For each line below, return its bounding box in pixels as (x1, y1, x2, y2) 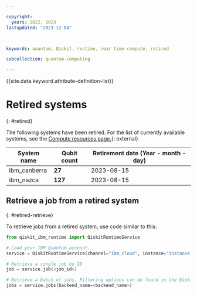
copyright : (6, 14, 33, 19)
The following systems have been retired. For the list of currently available (6, 129, 185, 136)
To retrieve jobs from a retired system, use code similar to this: (6, 223, 157, 230)
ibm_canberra (9, 166, 47, 175)
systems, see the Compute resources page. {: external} (6, 135, 139, 142)
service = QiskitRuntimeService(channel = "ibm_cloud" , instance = (6, 250, 167, 256)
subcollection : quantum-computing (6, 56, 91, 62)
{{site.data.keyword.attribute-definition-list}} (6, 78, 114, 85)
